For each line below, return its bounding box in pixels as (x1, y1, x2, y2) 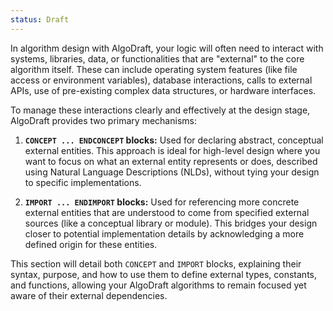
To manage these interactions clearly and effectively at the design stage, (10, 104, 311, 116)
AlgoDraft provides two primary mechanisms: (10, 114, 197, 126)
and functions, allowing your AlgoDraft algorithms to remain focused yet (10, 279, 307, 291)
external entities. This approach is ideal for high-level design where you (24, 144, 321, 156)
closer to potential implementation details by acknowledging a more (24, 227, 305, 240)
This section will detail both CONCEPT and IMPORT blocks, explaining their (10, 257, 302, 270)
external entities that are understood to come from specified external (24, 206, 310, 218)
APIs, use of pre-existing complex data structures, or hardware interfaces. (10, 84, 317, 96)
